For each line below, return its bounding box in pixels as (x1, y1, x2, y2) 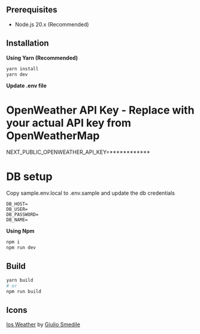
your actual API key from (6, 116, 132, 130)
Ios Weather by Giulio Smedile (6, 321, 81, 328)
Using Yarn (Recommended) (6, 54, 78, 61)
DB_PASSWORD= (6, 211, 39, 218)
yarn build (6, 277, 34, 283)
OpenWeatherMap (6, 129, 100, 142)
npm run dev (6, 244, 36, 251)
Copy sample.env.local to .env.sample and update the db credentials (6, 189, 175, 197)
